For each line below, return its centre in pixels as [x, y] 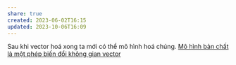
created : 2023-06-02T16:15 [47, 20]
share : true [25, 14]
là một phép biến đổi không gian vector [64, 54]
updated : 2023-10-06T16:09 [47, 27]
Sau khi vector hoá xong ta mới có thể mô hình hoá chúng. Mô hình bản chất [118, 47]
